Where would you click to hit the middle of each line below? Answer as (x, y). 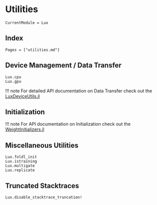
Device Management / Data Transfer (64, 65)
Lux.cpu (13, 77)
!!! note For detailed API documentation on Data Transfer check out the (79, 91)
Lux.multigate (20, 166)
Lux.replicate (20, 170)
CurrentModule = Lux (27, 23)
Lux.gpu (13, 81)
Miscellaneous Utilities (42, 145)
